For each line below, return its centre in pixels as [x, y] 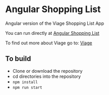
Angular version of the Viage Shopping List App [55, 23]
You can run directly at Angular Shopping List [52, 33]
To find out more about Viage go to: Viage [49, 43]
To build [18, 59]
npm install [25, 82]
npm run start [27, 87]
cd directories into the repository [47, 76]
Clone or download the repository [47, 71]
